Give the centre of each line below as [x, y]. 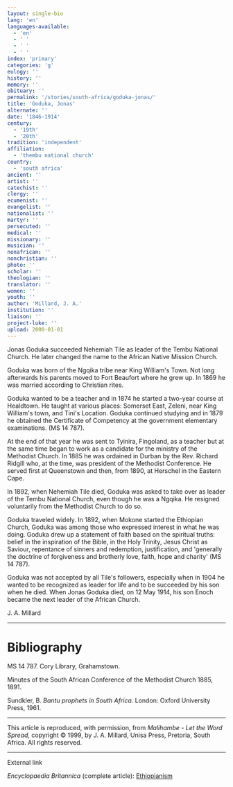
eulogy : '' [23, 71]
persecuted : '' [29, 226]
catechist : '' [28, 188]
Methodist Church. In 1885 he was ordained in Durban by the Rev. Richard [113, 456]
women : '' [21, 291]
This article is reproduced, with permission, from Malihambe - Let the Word [115, 728]
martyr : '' [23, 220]
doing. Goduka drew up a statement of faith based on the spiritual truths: [111, 534]
